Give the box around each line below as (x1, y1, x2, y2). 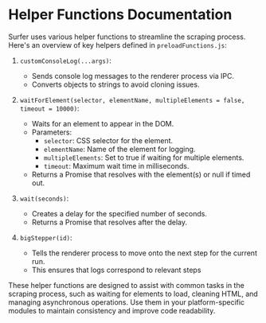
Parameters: (31, 127, 72, 137)
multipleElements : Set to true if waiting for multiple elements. (43, 153, 244, 162)
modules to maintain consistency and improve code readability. (8, 305, 216, 315)
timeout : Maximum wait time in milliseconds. (43, 161, 190, 170)
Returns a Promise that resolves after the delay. (31, 217, 187, 227)
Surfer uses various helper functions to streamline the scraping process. (8, 32, 246, 41)
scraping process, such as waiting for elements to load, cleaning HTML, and (8, 289, 259, 298)
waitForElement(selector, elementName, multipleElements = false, (19, 96, 245, 104)
